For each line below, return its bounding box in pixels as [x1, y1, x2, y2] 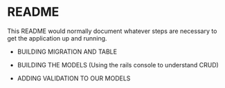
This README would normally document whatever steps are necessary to [7, 27, 217, 35]
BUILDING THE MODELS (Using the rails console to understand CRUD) [17, 60, 219, 69]
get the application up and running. [7, 34, 107, 42]
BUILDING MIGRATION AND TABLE [17, 47, 118, 56]
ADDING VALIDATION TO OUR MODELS [17, 74, 131, 82]
